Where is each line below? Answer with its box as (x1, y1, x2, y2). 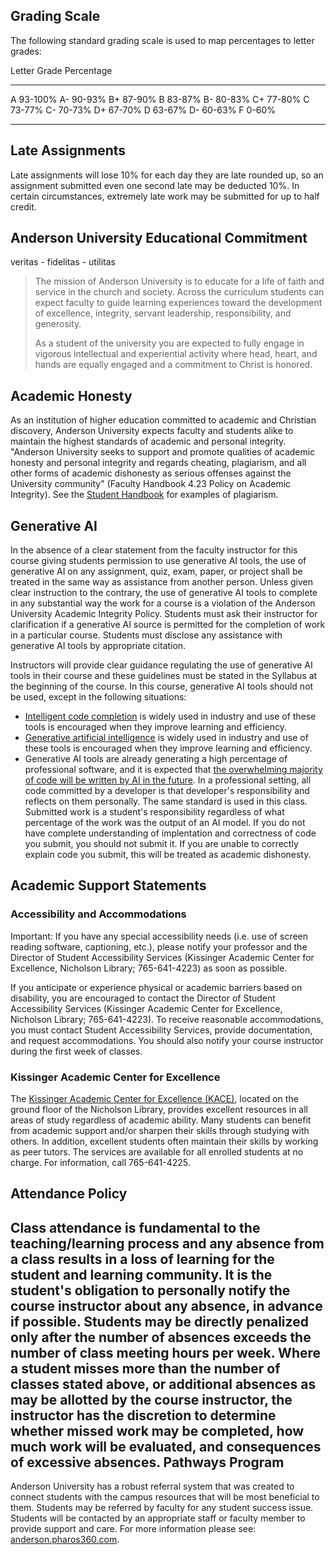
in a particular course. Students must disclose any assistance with (10, 629, 283, 641)
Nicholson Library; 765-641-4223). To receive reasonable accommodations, (10, 1013, 324, 1025)
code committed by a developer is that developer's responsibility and (24, 785, 310, 797)
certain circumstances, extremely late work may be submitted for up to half (10, 190, 320, 202)
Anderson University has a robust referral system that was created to (10, 1480, 295, 1493)
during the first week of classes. (10, 1045, 143, 1057)
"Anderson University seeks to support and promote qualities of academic (10, 446, 316, 458)
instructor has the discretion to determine (10, 1407, 277, 1424)
